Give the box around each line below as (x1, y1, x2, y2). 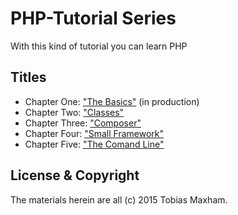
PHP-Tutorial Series (10, 7, 177, 30)
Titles (10, 69, 47, 86)
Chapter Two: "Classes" (24, 106, 125, 118)
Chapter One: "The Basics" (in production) (24, 95, 200, 107)
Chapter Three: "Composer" (24, 117, 142, 129)
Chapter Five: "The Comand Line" (24, 138, 165, 150)
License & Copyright (10, 167, 140, 184)
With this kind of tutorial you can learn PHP (10, 40, 188, 52)
